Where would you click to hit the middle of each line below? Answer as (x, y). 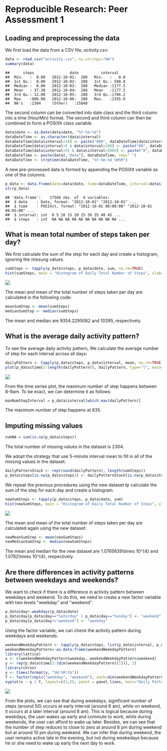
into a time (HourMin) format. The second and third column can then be (78, 117)
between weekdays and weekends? (62, 580)
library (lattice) (23, 654)
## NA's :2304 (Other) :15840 (46, 103)
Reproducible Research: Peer (67, 9)
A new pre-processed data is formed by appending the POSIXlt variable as (82, 169)
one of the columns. (26, 175)
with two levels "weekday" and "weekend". (49, 603)
